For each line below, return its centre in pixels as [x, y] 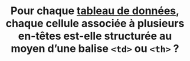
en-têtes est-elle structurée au [95, 36]
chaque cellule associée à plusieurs [95, 23]
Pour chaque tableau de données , [95, 11]
